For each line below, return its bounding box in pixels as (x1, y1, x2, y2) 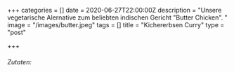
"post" (7, 28, 26, 36)
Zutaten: (7, 57, 32, 66)
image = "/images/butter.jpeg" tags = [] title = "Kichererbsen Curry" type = (7, 21, 225, 29)
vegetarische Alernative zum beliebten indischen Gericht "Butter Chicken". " (7, 13, 228, 22)
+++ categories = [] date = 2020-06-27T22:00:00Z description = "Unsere (7, 6, 222, 14)
